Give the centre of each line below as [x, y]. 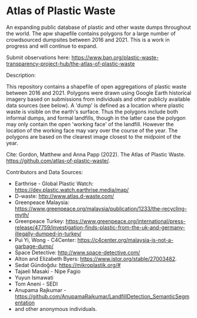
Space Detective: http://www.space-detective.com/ [77, 253]
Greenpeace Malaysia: [42, 202]
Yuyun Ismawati [34, 277]
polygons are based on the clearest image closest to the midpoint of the [93, 136]
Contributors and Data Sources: [45, 172]
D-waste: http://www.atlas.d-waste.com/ [64, 196]
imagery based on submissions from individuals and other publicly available [98, 99]
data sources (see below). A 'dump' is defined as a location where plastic [95, 105]
